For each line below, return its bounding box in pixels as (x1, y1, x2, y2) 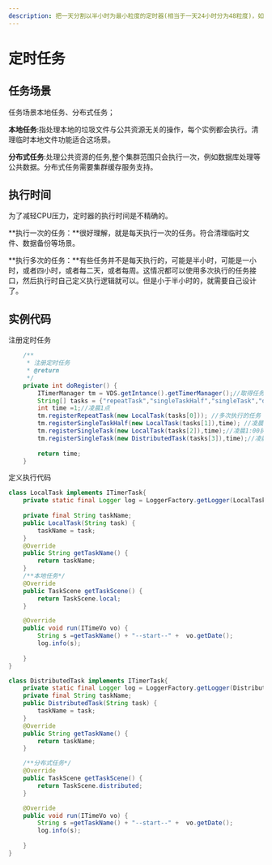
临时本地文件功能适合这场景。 (15, 135, 115, 144)
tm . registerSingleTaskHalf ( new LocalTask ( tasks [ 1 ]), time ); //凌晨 (37, 420, 264, 428)
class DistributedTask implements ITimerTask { (8, 677, 168, 685)
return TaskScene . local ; (37, 594, 121, 603)
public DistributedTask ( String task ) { (23, 699, 158, 708)
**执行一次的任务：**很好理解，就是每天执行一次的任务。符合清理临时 (8, 228, 243, 238)
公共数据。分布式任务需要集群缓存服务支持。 (8, 161, 158, 171)
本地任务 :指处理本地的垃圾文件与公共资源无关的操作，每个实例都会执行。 (8, 124, 253, 134)
